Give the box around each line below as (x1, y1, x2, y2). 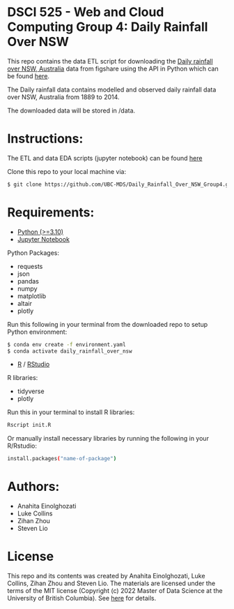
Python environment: (7, 328, 68, 336)
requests (17, 262, 43, 270)
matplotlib (17, 291, 47, 300)
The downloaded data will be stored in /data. (7, 106, 136, 115)
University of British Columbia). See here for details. (7, 594, 157, 603)
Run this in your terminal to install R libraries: (7, 408, 135, 416)
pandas (17, 277, 40, 285)
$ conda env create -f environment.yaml (7, 341, 127, 348)
